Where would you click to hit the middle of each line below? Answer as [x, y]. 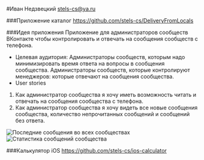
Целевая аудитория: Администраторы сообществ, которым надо [100, 57]
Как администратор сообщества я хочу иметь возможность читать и [106, 95]
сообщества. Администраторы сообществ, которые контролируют [103, 70]
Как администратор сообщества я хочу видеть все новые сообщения [106, 108]
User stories [31, 83]
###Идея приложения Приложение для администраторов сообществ [97, 32]
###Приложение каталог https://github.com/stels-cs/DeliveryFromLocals [100, 20]
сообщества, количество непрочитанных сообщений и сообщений [103, 114]
